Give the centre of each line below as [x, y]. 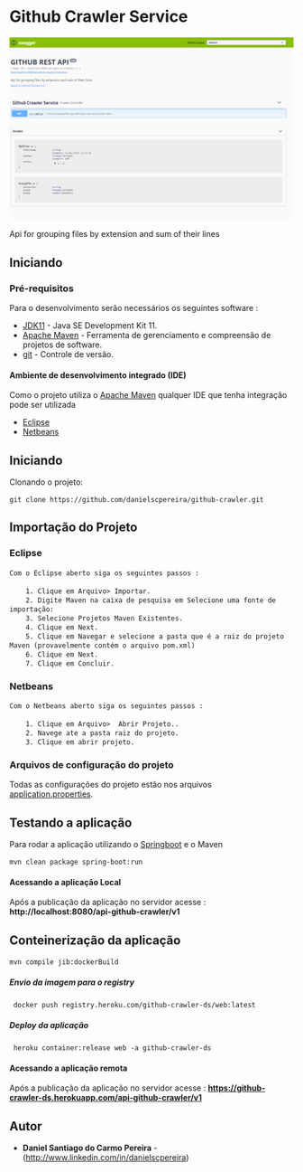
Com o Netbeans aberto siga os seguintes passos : [106, 706]
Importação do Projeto [73, 528]
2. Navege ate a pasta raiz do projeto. [102, 733]
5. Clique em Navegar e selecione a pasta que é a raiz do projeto [155, 636]
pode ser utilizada [43, 405]
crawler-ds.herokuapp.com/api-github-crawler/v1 [106, 1098]
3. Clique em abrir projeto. [80, 742]
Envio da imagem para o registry [72, 982]
